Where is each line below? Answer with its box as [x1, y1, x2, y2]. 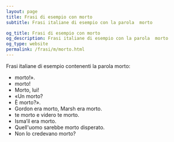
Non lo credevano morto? [14, 130, 76, 137]
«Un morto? [14, 92, 43, 100]
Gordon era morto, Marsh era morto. [14, 105, 102, 112]
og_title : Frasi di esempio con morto [6, 30, 100, 36]
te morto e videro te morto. [14, 111, 80, 118]
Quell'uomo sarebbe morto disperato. [14, 124, 105, 131]
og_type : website [6, 41, 48, 47]
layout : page [6, 8, 38, 15]
